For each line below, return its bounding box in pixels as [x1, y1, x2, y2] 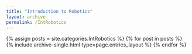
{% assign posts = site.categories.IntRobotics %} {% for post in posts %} [6, 35, 183, 42]
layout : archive [6, 14, 46, 20]
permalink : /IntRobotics [6, 19, 67, 25]
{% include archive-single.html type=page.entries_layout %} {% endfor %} [6, 41, 187, 48]
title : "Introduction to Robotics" [6, 8, 93, 15]
